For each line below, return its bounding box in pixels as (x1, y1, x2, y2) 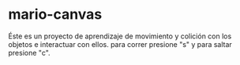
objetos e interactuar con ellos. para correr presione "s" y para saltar (8, 39, 233, 49)
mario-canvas (8, 5, 103, 23)
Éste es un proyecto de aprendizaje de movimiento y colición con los (8, 31, 232, 41)
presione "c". (8, 48, 51, 57)
